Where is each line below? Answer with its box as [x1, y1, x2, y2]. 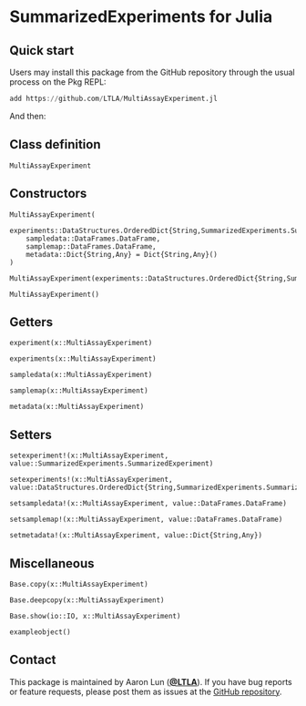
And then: [9, 110, 46, 121]
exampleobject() [9, 627, 71, 637]
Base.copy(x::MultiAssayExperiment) [9, 579, 148, 588]
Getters [9, 314, 54, 330]
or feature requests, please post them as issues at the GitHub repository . [9, 686, 282, 697]
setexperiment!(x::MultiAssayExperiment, [9, 451, 169, 461]
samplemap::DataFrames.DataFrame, [25, 241, 157, 251]
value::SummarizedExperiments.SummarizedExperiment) [9, 459, 214, 468]
